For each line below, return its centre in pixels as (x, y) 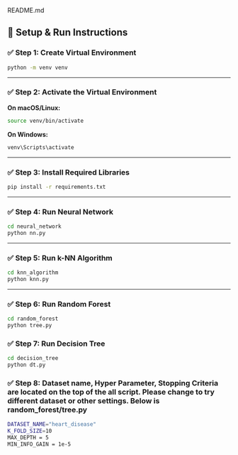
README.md (26, 10)
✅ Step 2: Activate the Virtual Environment (82, 92)
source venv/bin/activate (45, 121)
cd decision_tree (33, 358)
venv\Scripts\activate (41, 147)
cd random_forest (33, 319)
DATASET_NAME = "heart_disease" (52, 424)
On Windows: (28, 134)
